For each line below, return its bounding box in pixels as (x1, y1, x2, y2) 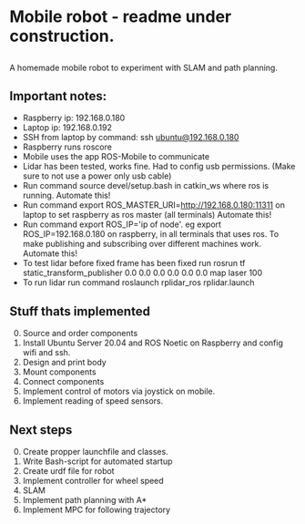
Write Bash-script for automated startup (22, 456, 173, 467)
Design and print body (22, 357, 107, 368)
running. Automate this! (22, 190, 111, 201)
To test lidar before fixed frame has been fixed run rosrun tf (22, 258, 246, 269)
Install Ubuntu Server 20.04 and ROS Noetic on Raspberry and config (22, 337, 284, 348)
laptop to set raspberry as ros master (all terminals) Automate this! (22, 210, 272, 221)
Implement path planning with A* (22, 495, 147, 506)
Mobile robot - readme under (9, 6, 232, 27)
